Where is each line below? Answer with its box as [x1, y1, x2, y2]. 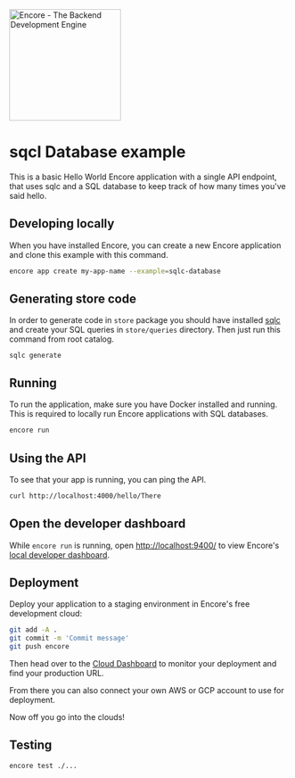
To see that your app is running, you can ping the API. [9, 474, 207, 484]
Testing [9, 738, 53, 753]
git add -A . [9, 625, 58, 634]
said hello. [9, 190, 47, 201]
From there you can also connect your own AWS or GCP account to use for [9, 685, 284, 696]
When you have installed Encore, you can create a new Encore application [9, 240, 282, 251]
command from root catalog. [9, 334, 114, 344]
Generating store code [9, 292, 136, 307]
